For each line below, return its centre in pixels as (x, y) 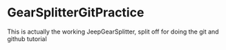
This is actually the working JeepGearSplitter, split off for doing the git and (113, 32)
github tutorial (27, 38)
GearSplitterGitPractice (76, 13)
